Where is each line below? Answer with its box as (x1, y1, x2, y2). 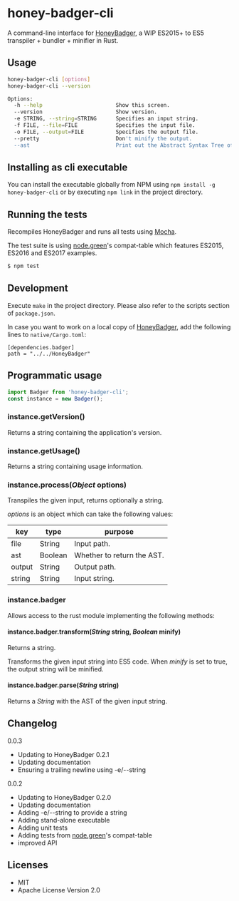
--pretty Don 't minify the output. (14, 135, 193, 142)
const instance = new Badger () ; (7, 395, 103, 402)
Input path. (74, 539, 110, 549)
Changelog (7, 718, 58, 730)
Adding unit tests (17, 823, 68, 832)
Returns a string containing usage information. (7, 462, 144, 470)
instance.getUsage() (7, 446, 80, 455)
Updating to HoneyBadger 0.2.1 (17, 750, 110, 758)
